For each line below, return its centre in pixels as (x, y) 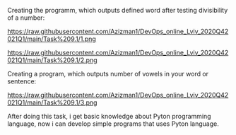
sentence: (22, 81)
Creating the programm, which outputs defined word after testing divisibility (118, 10)
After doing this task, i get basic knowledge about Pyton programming (109, 116)
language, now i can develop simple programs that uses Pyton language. (113, 124)
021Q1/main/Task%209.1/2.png (52, 60)
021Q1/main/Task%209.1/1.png (52, 39)
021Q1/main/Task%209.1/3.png (52, 102)
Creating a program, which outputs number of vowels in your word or (108, 74)
